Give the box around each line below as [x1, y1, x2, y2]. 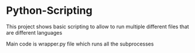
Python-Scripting [6, 4, 93, 17]
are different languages [6, 29, 63, 36]
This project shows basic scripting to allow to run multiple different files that [6, 23, 189, 30]
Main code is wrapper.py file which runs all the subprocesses [6, 40, 154, 47]
